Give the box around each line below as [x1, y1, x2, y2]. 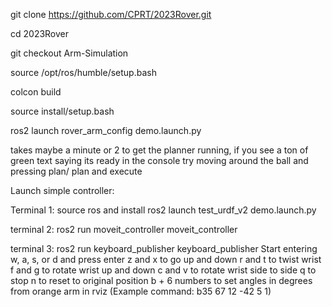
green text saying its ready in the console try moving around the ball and [10, 155, 309, 166]
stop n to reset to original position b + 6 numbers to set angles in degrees [10, 275, 313, 286]
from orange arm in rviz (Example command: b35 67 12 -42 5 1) [10, 285, 272, 297]
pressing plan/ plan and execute [10, 165, 143, 177]
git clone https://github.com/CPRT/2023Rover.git [10, 9, 212, 20]
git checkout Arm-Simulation [10, 47, 129, 59]
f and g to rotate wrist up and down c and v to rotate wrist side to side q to [10, 264, 317, 276]
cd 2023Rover [10, 28, 70, 39]
